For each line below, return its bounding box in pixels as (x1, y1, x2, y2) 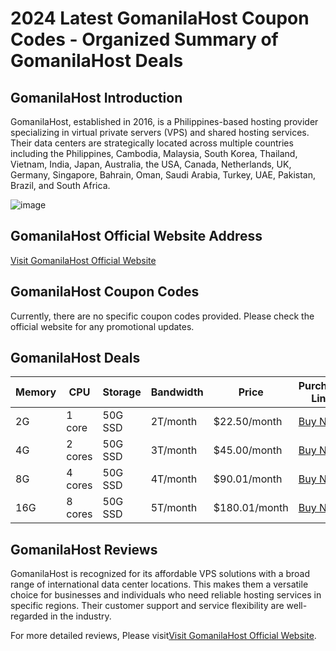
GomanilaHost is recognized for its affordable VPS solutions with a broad (10, 568, 311, 580)
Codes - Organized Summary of (10, 28, 279, 51)
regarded (10, 610, 48, 622)
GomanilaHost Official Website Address (10, 228, 263, 245)
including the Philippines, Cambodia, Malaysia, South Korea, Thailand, (10, 148, 298, 159)
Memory (15, 385, 57, 399)
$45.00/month (213, 443, 283, 457)
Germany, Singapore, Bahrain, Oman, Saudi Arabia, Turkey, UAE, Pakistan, (10, 169, 317, 181)
